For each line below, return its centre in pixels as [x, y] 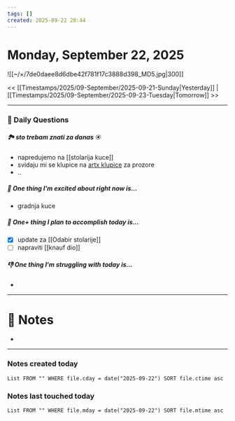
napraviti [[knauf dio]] [49, 248]
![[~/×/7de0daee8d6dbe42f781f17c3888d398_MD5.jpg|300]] [95, 74]
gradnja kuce [36, 206]
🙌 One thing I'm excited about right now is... [72, 188]
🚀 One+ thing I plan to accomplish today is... [73, 222]
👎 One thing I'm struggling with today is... [70, 264]
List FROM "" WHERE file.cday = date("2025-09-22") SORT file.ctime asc [115, 378]
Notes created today [43, 364]
